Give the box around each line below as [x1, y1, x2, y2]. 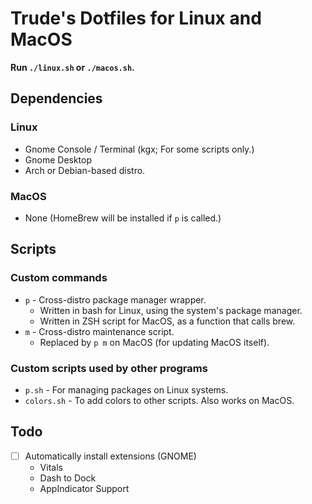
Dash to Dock [39, 472, 97, 484]
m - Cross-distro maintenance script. [24, 325, 175, 337]
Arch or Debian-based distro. [24, 164, 146, 176]
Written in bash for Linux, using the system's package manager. [39, 304, 303, 316]
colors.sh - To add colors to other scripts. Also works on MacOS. [24, 394, 295, 406]
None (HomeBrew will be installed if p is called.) [24, 212, 222, 224]
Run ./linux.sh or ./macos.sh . [10, 61, 135, 73]
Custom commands [10, 271, 108, 285]
